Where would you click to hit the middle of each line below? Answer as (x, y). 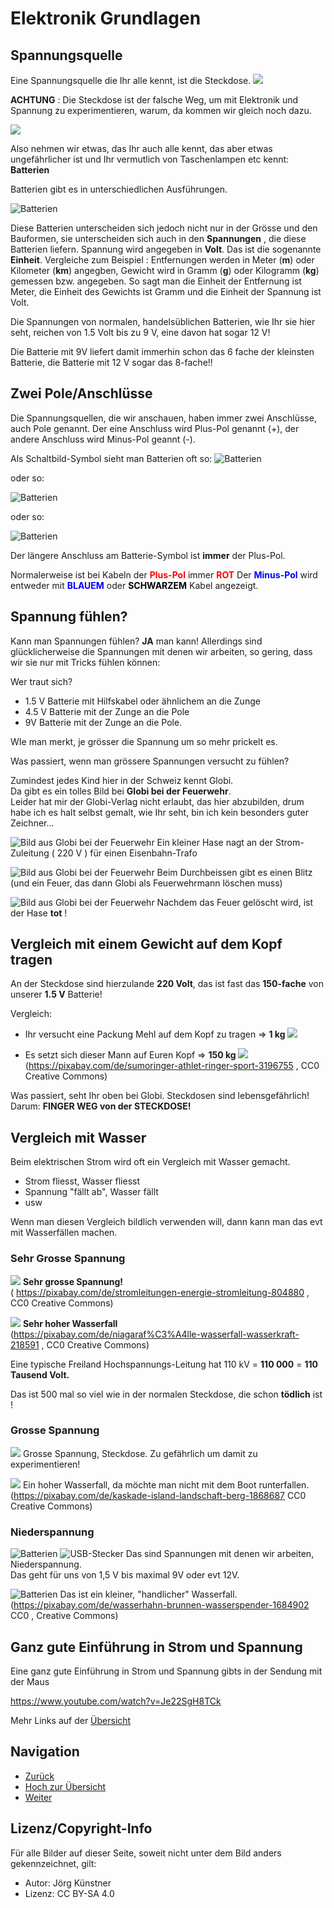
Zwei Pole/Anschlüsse (81, 393)
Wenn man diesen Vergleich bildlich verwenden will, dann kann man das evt (166, 1222)
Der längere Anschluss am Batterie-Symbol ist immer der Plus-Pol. (148, 555)
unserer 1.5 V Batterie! (56, 994)
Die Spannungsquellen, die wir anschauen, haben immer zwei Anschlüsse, (163, 418)
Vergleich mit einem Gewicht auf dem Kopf (146, 944)
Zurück (39, 1776)
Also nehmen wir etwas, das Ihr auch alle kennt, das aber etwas (141, 148)
